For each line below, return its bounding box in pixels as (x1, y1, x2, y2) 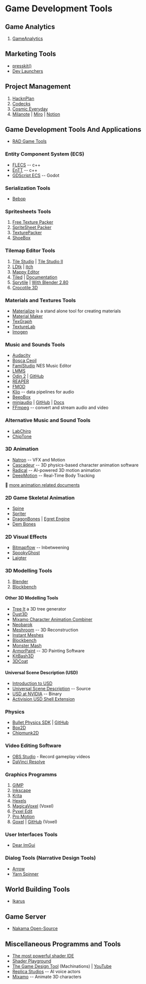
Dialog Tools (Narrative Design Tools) (5, 855, 96, 861)
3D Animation (5, 446, 39, 453)
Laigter (12, 555, 27, 561)
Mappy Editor (12, 269, 40, 275)
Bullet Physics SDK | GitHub (12, 719, 69, 726)
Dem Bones (12, 521, 36, 527)
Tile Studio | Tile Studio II (12, 258, 63, 264)
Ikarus (12, 898, 26, 904)
